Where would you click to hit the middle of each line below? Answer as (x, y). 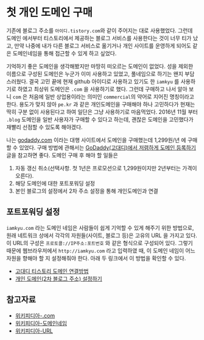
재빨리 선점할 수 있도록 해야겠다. (45, 127)
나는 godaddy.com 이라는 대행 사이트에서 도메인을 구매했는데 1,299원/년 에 (96, 140)
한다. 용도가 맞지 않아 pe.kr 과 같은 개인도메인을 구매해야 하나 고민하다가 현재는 (101, 104)
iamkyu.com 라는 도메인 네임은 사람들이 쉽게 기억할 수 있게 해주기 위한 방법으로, (100, 227)
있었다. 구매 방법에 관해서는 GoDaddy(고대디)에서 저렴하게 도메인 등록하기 (107, 147)
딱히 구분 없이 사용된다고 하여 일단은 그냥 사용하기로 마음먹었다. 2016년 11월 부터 (102, 112)
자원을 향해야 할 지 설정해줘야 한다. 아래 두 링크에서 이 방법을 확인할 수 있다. (96, 258)
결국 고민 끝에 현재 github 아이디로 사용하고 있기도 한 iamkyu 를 (104, 81)
